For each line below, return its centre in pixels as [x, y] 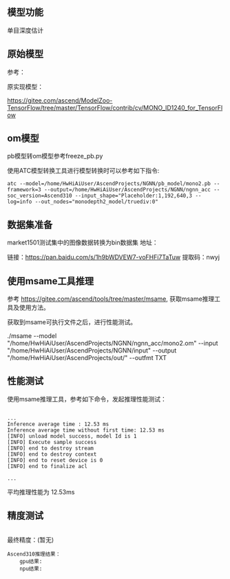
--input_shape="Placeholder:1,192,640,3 [134, 196]
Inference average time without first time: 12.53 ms [86, 430]
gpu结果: [31, 561]
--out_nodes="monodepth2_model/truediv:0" [96, 202]
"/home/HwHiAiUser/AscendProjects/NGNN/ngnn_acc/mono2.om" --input [113, 344]
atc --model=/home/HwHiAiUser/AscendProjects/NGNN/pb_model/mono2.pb [109, 184]
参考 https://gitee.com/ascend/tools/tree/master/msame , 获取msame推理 [111, 299]
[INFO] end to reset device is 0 [55, 460]
